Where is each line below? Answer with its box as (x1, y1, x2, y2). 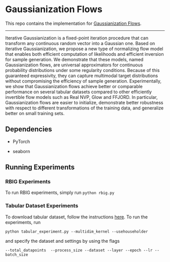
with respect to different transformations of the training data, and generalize (5, 105, 164, 111)
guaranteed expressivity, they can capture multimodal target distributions (5, 72, 158, 79)
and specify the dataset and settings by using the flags (5, 238, 120, 244)
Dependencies (5, 125, 52, 134)
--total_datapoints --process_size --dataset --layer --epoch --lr (5, 247, 153, 253)
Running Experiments (5, 163, 75, 172)
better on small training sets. (5, 110, 65, 116)
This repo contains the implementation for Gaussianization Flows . (5, 20, 142, 26)
